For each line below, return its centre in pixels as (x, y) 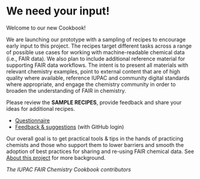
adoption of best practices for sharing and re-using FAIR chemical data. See (100, 151)
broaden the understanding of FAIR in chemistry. (66, 90)
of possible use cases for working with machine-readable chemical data (95, 52)
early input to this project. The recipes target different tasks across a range (99, 46)
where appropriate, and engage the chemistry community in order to (91, 84)
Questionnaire (32, 120)
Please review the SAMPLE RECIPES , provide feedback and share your (94, 102)
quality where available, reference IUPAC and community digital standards (98, 78)
